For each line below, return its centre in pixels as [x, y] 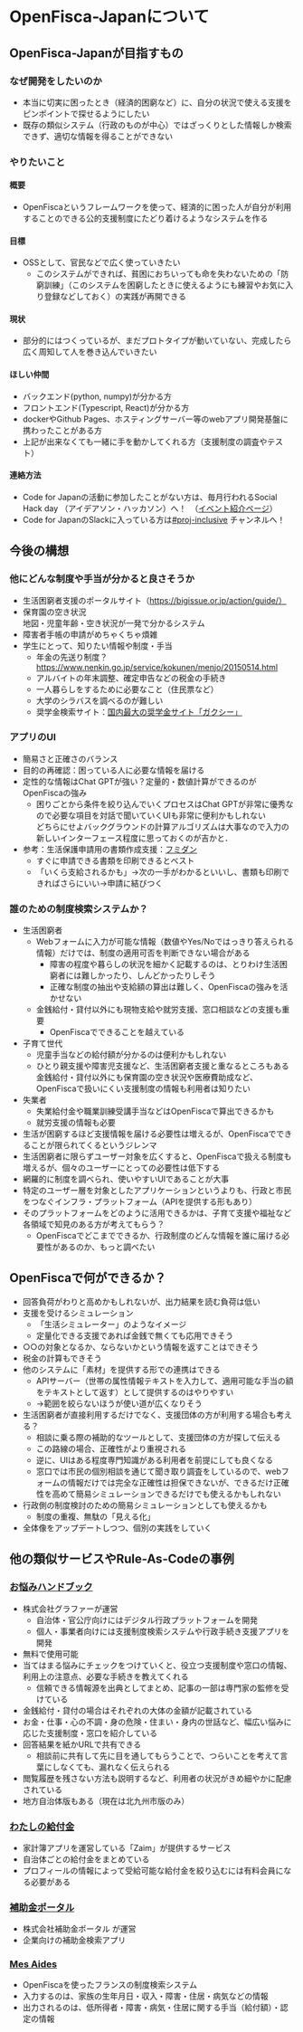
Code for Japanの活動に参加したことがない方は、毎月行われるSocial [150, 497]
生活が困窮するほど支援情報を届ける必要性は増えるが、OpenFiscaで [149, 1134]
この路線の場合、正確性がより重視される [111, 1448]
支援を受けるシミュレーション [78, 1313]
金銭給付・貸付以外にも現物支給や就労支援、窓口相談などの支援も [159, 1010]
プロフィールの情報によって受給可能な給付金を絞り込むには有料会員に [153, 1870]
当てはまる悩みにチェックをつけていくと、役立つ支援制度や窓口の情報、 [157, 1665]
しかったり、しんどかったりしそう [152, 975]
